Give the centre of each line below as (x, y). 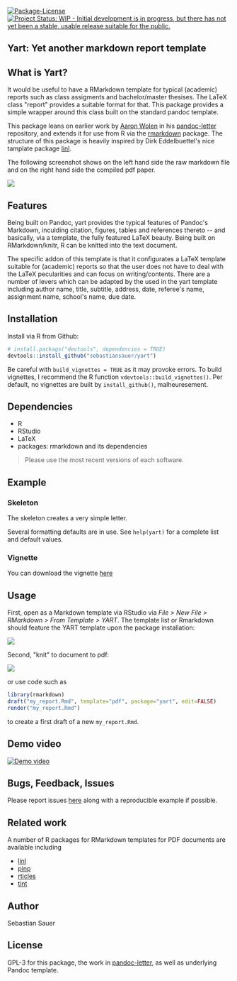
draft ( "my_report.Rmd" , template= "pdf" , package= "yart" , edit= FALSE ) (112, 702)
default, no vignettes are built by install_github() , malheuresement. (108, 384)
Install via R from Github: (43, 336)
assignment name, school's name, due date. (72, 297)
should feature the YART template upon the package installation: (101, 627)
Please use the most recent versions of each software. (104, 460)
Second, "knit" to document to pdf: (58, 655)
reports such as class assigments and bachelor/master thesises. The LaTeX (117, 97)
